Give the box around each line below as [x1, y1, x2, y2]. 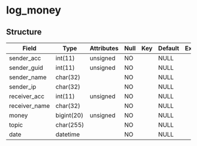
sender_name [9, 73, 47, 81]
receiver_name [9, 102, 50, 110]
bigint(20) [55, 111, 84, 119]
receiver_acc [9, 92, 45, 100]
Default [158, 45, 179, 52]
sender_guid [9, 64, 43, 72]
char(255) [55, 121, 84, 129]
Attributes [90, 45, 119, 52]
